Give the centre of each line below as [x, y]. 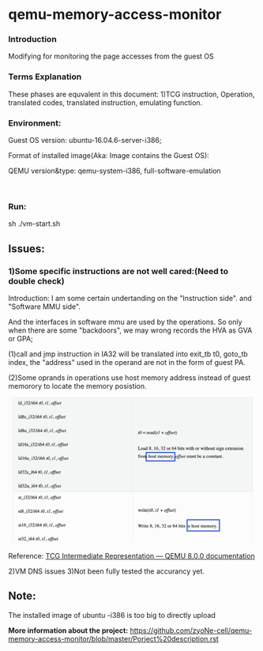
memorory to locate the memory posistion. [78, 386]
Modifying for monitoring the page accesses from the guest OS [111, 56]
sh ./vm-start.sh [34, 224]
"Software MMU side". [45, 307]
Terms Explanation [45, 77]
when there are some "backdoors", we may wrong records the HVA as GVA [130, 330]
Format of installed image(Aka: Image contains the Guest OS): [109, 156]
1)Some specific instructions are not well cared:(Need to [118, 271]
